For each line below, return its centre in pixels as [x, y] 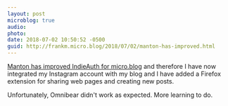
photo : [17, 33]
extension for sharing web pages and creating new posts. [91, 81]
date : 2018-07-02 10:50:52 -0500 [56, 40]
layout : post [26, 14]
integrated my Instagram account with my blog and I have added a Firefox [114, 74]
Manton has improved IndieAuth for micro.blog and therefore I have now [112, 66]
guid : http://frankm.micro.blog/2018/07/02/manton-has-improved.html [112, 46]
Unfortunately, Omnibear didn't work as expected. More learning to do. [110, 95]
